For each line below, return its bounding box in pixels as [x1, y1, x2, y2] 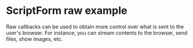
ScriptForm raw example [6, 4, 128, 17]
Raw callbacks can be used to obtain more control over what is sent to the [6, 23, 184, 30]
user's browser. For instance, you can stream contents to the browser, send [6, 29, 188, 36]
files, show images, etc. [6, 35, 63, 42]
